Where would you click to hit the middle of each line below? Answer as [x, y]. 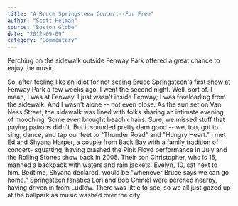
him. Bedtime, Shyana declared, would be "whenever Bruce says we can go [118, 173]
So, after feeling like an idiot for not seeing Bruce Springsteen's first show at [119, 82]
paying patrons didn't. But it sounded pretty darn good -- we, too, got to [113, 127]
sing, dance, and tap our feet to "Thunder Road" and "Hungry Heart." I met [117, 135]
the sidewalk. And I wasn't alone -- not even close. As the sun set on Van [114, 104]
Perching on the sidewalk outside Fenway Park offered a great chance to [114, 60]
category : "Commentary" [43, 40]
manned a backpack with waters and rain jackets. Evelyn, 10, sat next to [113, 165]
